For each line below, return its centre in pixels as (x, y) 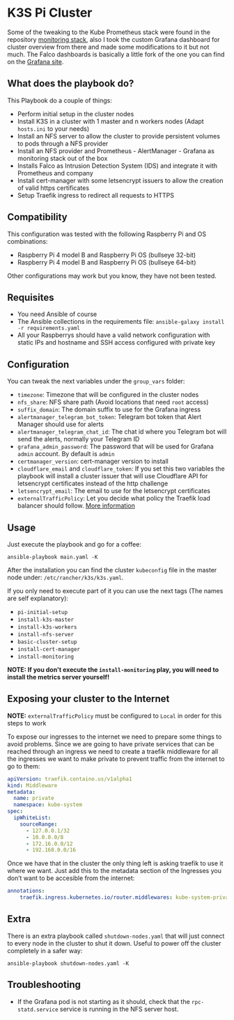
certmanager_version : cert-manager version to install (93, 462)
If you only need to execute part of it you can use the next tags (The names (115, 591)
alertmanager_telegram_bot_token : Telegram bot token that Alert (109, 417)
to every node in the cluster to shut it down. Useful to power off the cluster (114, 943)
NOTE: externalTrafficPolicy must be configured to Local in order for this (115, 716)
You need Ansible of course (57, 314)
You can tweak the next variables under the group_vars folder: (96, 382)
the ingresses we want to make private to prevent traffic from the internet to (116, 759)
